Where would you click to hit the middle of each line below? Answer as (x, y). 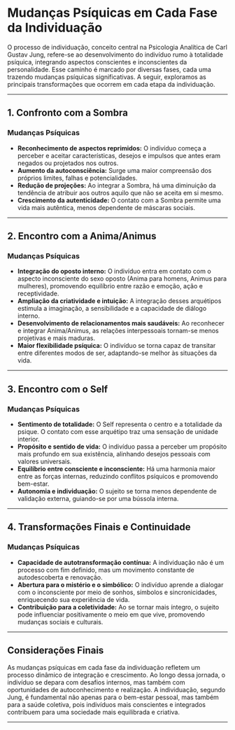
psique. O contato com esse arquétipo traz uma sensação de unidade (118, 431)
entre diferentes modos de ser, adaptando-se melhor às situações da (117, 353)
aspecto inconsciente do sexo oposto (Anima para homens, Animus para (122, 279)
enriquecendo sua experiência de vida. (73, 599)
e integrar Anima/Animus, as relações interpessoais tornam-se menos (118, 331)
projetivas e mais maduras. (56, 338)
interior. (28, 439)
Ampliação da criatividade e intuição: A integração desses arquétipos (119, 301)
